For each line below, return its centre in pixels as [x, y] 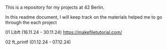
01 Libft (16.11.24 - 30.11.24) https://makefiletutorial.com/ [64, 32]
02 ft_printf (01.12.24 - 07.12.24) [38, 42]
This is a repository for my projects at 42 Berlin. [55, 7]
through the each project [31, 22]
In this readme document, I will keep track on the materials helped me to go [84, 17]
